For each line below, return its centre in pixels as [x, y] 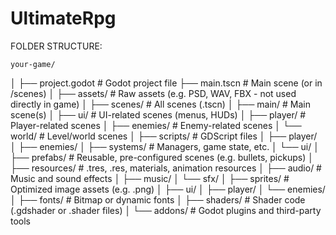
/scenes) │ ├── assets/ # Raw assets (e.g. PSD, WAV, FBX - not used [153, 93]
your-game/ [33, 64]
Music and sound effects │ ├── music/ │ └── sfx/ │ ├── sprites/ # [150, 178]
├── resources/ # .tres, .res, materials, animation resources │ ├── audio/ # [166, 168]
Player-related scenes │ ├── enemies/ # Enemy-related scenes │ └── [156, 125]
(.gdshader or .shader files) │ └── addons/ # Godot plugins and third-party [166, 210]
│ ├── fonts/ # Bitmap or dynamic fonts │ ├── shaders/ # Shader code [158, 199]
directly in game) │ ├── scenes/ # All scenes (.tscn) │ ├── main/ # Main [161, 104]
